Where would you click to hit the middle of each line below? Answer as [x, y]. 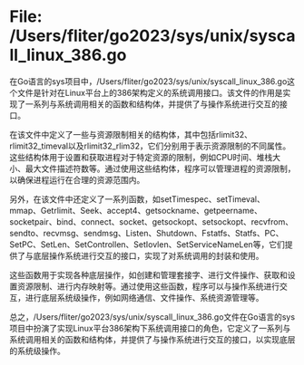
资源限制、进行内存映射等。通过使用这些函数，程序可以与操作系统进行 [148, 286]
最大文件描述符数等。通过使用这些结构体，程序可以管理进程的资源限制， [160, 168]
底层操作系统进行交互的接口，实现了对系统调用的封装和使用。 [148, 255]
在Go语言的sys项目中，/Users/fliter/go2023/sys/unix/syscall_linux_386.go [148, 81]
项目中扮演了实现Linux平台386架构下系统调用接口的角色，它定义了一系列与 [150, 328]
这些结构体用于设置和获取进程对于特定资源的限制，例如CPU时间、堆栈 [141, 157]
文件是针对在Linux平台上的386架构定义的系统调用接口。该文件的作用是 [150, 92]
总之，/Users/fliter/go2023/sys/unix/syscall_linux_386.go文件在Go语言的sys [152, 317]
